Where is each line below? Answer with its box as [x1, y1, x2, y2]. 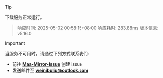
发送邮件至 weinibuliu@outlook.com [12, 67, 88, 73]
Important [5, 40, 25, 46]
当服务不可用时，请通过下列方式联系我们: [5, 51, 89, 56]
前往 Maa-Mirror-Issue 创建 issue [12, 61, 82, 67]
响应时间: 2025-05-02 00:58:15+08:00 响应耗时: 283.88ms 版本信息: [17, 25, 159, 31]
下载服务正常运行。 [5, 14, 45, 20]
